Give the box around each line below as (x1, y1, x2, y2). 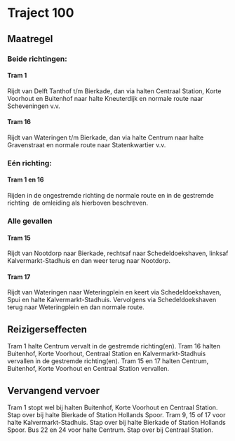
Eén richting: (7, 158, 53, 168)
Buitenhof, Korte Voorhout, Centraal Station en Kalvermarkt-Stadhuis (7, 349, 206, 358)
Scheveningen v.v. (7, 102, 61, 110)
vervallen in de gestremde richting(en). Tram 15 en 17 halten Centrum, (7, 357, 209, 365)
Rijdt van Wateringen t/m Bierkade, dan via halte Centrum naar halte (7, 133, 204, 142)
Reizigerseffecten (7, 323, 88, 335)
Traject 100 (7, 5, 74, 21)
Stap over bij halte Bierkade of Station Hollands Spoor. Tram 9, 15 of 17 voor (7, 410, 226, 419)
